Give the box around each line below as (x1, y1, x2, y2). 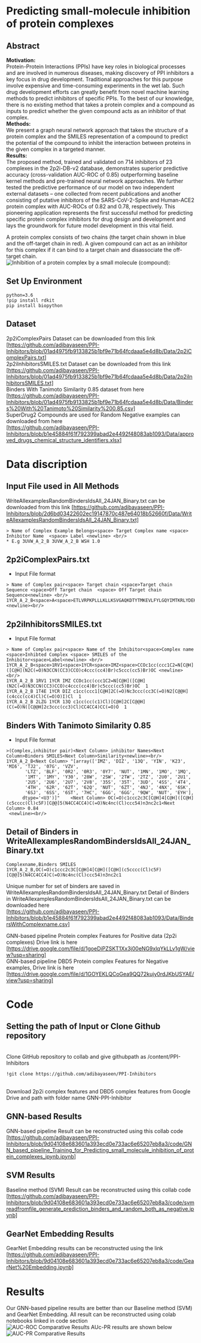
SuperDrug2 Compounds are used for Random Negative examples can (6, 411, 181, 418)
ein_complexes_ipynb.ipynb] (6, 1153, 77, 1160)
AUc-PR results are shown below (90, 1324, 172, 1331)
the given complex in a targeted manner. (6, 145, 106, 153)
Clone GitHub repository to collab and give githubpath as (6, 1053, 147, 1060)
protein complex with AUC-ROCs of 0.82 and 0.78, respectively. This (6, 203, 175, 210)
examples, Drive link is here (6, 964, 74, 971)
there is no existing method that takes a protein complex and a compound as (6, 101, 195, 108)
